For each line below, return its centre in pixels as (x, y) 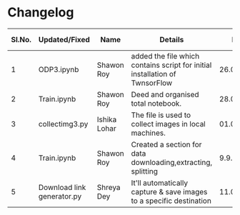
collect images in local (168, 124)
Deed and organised (165, 94)
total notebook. (156, 103)
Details (172, 39)
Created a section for (166, 144)
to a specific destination (171, 201)
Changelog (41, 12)
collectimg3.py (63, 124)
